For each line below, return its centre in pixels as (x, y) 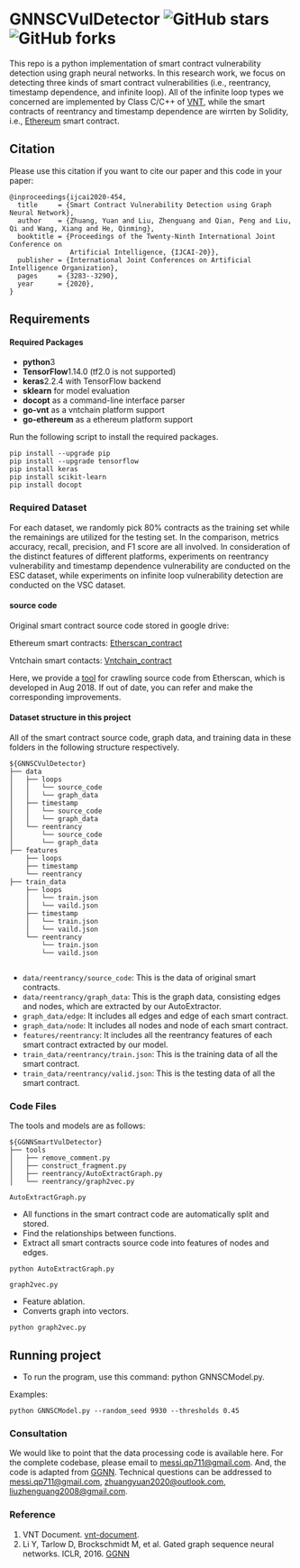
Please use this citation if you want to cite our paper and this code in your (146, 170)
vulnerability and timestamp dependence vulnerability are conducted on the (150, 565)
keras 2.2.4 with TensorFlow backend (91, 381)
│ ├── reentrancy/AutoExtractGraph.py (86, 1174)
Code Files (33, 1106)
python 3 (39, 362)
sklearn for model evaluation (76, 391)
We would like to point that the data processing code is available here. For (146, 1453)
